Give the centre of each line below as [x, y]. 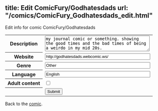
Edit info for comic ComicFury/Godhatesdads [50, 27]
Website [24, 57]
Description [24, 44]
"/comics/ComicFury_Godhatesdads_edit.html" [79, 16]
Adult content [24, 83]
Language [24, 74]
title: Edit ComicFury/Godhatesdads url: [67, 8]
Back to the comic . [24, 104]
